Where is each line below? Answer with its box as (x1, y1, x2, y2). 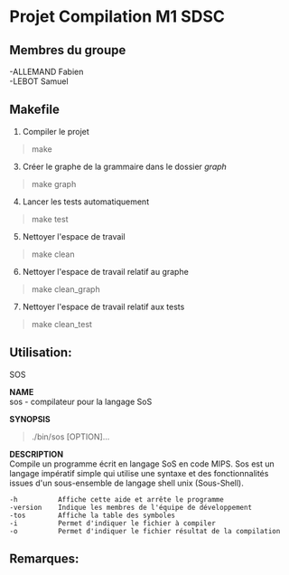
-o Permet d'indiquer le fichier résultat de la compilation (9, 526, 281, 535)
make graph (31, 178, 77, 189)
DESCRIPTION (9, 448, 64, 459)
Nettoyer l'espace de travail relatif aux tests (22, 301, 185, 312)
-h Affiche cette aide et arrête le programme (9, 495, 224, 504)
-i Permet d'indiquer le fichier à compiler (9, 518, 217, 528)
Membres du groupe (9, 42, 126, 58)
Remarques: (9, 551, 79, 567)
